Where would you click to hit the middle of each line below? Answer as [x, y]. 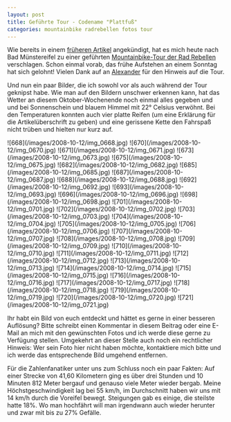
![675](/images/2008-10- [147, 158]
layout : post [26, 15]
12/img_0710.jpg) [31, 254]
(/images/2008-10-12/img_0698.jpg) [59, 202]
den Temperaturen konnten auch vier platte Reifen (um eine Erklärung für [111, 115]
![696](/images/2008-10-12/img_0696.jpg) [118, 195]
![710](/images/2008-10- [147, 246]
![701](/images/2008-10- [147, 202]
